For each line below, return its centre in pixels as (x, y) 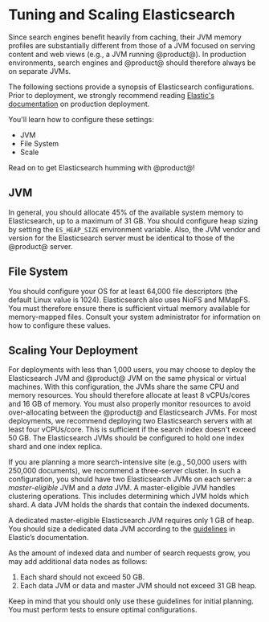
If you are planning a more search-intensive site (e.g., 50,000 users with (128, 462)
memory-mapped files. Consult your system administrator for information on (134, 317)
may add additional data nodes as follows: (78, 562)
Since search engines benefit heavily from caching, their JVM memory (125, 37)
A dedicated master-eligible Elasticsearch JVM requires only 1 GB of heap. (131, 521)
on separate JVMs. (40, 71)
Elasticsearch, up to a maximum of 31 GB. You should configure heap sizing (133, 221)
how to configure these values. (59, 325)
